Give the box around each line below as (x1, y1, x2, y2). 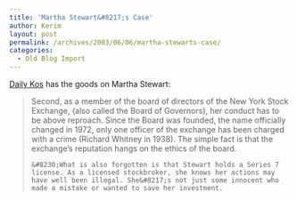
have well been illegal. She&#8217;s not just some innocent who (30, 176, 279, 185)
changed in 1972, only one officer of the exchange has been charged (30, 124, 285, 134)
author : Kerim (9, 21, 62, 30)
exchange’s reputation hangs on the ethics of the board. (30, 143, 237, 154)
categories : (9, 46, 54, 55)
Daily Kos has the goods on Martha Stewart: (9, 79, 171, 89)
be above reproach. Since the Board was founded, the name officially (30, 115, 286, 125)
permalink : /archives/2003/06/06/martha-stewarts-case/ (9, 37, 221, 47)
